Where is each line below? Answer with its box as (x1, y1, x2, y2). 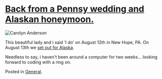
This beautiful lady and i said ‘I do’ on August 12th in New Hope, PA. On (5, 39, 149, 45)
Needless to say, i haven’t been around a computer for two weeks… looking (5, 54, 158, 59)
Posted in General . (5, 68, 43, 74)
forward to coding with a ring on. (5, 59, 72, 65)
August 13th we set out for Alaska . (5, 44, 75, 50)
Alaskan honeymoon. (5, 14, 94, 25)
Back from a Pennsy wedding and (5, 3, 144, 15)
